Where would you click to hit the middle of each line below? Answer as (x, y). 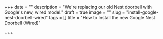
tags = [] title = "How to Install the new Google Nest (102, 18)
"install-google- (142, 12)
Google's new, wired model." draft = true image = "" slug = (65, 12)
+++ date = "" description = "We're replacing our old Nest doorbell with (78, 7)
